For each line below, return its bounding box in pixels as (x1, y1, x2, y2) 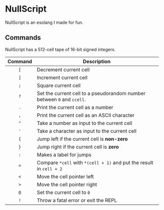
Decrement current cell (37, 66, 90, 73)
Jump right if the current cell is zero (37, 143, 119, 150)
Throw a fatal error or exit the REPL (37, 197, 117, 204)
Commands (5, 34, 41, 42)
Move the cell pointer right (37, 181, 98, 188)
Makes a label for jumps (37, 151, 92, 158)
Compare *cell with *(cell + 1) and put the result (37, 159, 154, 166)
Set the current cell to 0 (37, 189, 90, 195)
